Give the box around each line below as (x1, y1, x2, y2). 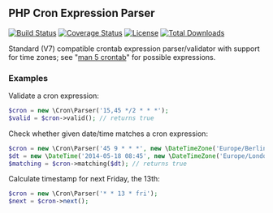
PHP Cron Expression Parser (8, 6, 156, 20)
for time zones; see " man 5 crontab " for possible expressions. (8, 52, 216, 62)
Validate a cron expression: (8, 91, 100, 100)
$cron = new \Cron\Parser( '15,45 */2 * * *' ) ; (8, 107, 169, 115)
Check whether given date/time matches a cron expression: (8, 129, 209, 138)
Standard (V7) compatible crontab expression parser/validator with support (8, 44, 260, 53)
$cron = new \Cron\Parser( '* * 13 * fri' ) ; (8, 190, 158, 198)
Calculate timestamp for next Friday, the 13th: (8, 174, 160, 184)
